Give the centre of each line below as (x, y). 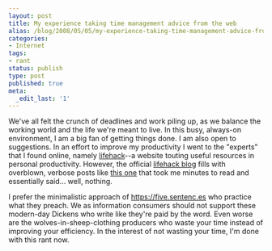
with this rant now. (39, 240)
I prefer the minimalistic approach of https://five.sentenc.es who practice (130, 197)
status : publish (36, 69)
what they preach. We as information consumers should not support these (132, 206)
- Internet (27, 46)
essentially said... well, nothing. (61, 182)
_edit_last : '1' (43, 98)
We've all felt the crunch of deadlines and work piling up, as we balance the (135, 121)
